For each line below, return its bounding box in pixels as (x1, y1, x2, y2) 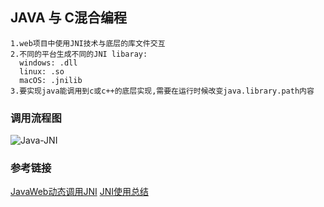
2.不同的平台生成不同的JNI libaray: (10, 49, 148, 59)
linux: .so (19, 66, 65, 77)
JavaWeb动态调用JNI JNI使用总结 (10, 186, 149, 198)
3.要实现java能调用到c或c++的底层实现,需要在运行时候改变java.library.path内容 (10, 86, 315, 96)
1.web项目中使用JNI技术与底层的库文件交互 (10, 38, 166, 48)
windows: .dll (19, 58, 78, 68)
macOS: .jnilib (19, 75, 83, 85)
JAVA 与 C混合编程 (10, 9, 128, 27)
